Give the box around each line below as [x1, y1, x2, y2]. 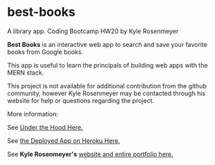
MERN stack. [7, 68, 44, 77]
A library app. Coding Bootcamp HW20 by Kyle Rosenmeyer [7, 27, 179, 35]
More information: [7, 110, 59, 118]
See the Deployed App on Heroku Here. [7, 136, 120, 145]
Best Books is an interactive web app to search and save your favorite [7, 40, 208, 48]
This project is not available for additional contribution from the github [7, 81, 207, 90]
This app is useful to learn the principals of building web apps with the [7, 61, 208, 69]
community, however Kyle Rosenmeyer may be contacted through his [7, 89, 206, 97]
